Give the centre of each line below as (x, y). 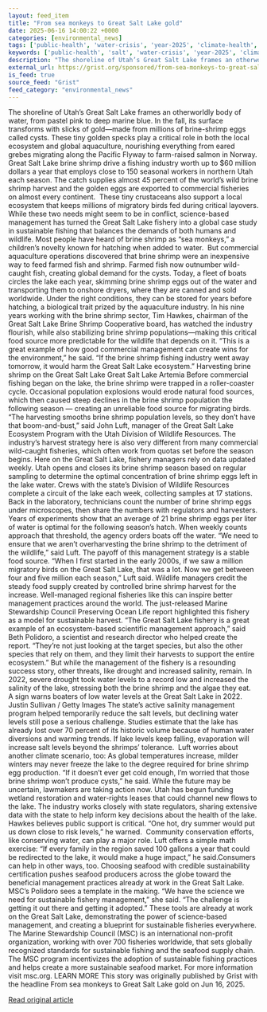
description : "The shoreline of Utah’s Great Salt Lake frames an (120, 61)
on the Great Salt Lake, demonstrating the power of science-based (118, 916)
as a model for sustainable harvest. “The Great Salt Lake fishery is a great (129, 620)
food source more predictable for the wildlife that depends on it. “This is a (129, 341)
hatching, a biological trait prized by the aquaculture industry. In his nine (126, 307)
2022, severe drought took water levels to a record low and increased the (128, 680)
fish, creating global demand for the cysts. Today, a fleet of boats (140, 273)
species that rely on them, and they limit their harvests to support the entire (132, 654)
